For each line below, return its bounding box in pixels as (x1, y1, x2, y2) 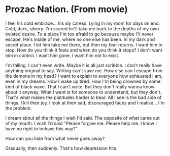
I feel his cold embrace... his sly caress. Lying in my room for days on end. (5, 20, 160, 26)
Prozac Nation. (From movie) (5, 4, 128, 15)
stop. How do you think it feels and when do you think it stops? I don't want (5, 47, 162, 53)
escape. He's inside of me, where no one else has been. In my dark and (5, 36, 155, 42)
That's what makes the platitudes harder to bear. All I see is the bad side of (5, 94, 162, 100)
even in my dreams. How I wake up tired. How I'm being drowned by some (5, 78, 161, 84)
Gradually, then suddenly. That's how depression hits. (5, 145, 118, 151)
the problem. (5, 105, 32, 111)
